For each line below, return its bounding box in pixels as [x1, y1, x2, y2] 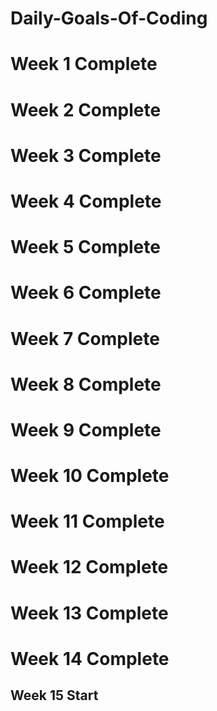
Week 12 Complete [10, 556, 169, 579]
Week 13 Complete [10, 602, 169, 624]
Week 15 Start [10, 687, 99, 704]
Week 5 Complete [10, 236, 161, 259]
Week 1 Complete [10, 53, 158, 76]
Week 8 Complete [10, 373, 162, 396]
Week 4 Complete [10, 190, 162, 212]
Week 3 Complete [10, 144, 162, 167]
